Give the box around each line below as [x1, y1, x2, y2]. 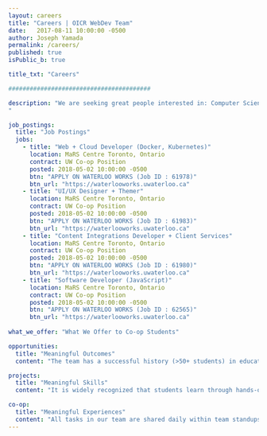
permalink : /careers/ [8, 41, 80, 49]
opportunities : [8, 342, 59, 350]
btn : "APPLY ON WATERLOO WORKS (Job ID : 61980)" [29, 262, 197, 270]
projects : [8, 372, 41, 380]
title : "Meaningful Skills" [15, 379, 109, 387]
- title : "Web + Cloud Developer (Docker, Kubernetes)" [22, 143, 212, 151]
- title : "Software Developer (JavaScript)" [22, 276, 172, 284]
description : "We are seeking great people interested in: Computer [8, 99, 240, 107]
